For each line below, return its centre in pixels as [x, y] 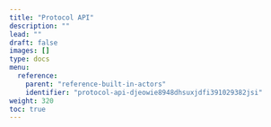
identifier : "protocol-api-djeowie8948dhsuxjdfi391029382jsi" [144, 92]
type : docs [30, 59]
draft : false [34, 42]
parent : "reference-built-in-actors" [96, 84]
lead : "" [26, 34]
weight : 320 [31, 101]
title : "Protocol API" [52, 17]
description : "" [39, 26]
